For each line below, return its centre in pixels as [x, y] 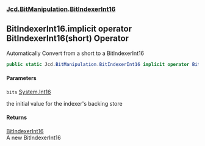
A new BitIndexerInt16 [34, 138]
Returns [17, 117]
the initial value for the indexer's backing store [65, 103]
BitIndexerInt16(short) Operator [68, 38]
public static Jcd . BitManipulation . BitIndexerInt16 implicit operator [98, 64]
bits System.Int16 [29, 92]
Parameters [21, 78]
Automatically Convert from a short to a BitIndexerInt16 [75, 53]
